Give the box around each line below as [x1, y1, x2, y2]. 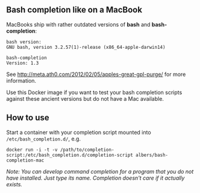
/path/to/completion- [60, 147, 114, 153]
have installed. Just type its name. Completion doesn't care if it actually [6, 174, 185, 182]
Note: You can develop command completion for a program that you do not [6, 168, 194, 175]
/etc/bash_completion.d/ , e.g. [6, 135, 81, 142]
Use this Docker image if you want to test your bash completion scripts [6, 89, 183, 96]
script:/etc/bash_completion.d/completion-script [6, 152, 134, 158]
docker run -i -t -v [6, 147, 58, 153]
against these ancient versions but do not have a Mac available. [6, 95, 164, 102]
